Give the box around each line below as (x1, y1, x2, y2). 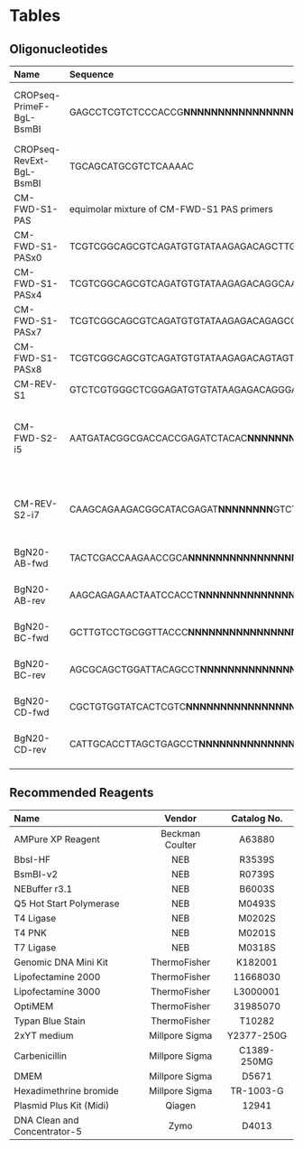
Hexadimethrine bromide (14, 1084, 119, 1097)
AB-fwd (14, 557, 49, 570)
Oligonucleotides (9, 42, 108, 57)
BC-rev (14, 669, 47, 681)
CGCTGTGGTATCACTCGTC (69, 700, 187, 713)
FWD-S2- (14, 432, 59, 444)
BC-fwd (14, 632, 50, 644)
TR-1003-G (229, 1084, 284, 1097)
